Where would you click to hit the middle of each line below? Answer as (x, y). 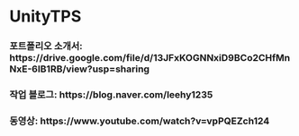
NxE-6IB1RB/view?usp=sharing (80, 69)
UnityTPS (45, 17)
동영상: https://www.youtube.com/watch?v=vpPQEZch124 (140, 121)
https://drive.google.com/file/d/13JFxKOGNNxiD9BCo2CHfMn (150, 58)
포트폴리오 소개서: (46, 47)
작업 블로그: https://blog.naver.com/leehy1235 (111, 95)
